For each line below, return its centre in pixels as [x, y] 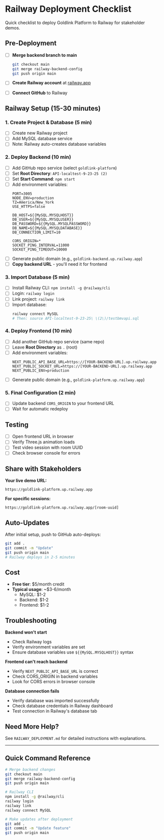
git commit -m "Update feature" [38, 828]
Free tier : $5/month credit [38, 584]
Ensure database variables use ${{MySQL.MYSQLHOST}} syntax [73, 652]
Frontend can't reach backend [36, 662]
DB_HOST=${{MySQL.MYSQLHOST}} [43, 215]
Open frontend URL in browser [43, 436]
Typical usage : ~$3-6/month [41, 589]
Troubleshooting [31, 621]
